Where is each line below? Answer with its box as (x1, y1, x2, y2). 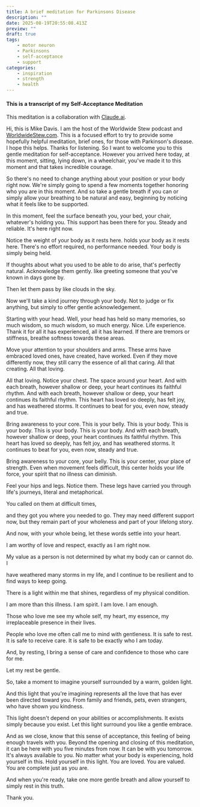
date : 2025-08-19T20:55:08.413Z (6, 20, 87, 26)
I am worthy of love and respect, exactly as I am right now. (6, 542, 151, 549)
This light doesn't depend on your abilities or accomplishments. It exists (6, 714, 184, 722)
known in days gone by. (6, 274, 65, 281)
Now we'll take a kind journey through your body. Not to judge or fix (6, 297, 174, 304)
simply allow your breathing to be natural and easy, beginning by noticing (6, 194, 188, 201)
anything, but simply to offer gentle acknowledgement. (6, 304, 142, 311)
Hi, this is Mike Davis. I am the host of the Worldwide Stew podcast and (6, 125, 183, 132)
